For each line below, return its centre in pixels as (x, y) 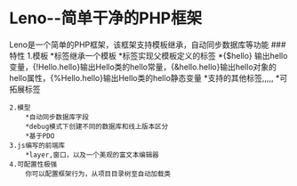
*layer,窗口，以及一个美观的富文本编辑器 (92, 155)
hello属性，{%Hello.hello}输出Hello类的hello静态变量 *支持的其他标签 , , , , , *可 (148, 77)
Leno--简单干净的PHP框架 (106, 18)
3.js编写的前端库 (37, 145)
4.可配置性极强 (33, 164)
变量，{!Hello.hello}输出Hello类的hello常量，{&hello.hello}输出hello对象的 (143, 67)
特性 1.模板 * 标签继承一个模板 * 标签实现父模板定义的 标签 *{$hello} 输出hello (148, 55)
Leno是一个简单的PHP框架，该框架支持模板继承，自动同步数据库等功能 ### (148, 44)
